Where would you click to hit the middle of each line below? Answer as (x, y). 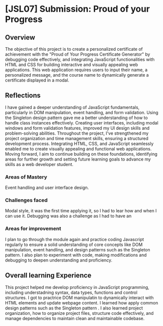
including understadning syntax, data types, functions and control (71, 292)
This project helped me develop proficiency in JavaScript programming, (77, 287)
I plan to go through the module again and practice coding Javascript (74, 239)
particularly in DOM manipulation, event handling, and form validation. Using (82, 112)
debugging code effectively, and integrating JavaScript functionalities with (80, 59)
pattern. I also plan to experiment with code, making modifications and (76, 255)
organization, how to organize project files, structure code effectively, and (79, 313)
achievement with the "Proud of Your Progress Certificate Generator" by (78, 54)
